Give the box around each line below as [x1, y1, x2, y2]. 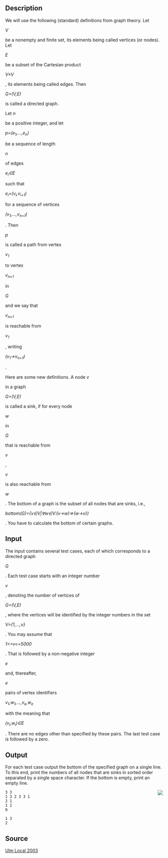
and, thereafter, [5, 670, 37, 676]
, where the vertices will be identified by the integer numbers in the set [5, 611, 151, 617]
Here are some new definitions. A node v [5, 374, 89, 380]
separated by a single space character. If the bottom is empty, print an [5, 775, 150, 781]
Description [5, 4, 42, 13]
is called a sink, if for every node [5, 403, 72, 409]
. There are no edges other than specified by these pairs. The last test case [5, 731, 160, 737]
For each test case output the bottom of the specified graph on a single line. [5, 764, 162, 770]
